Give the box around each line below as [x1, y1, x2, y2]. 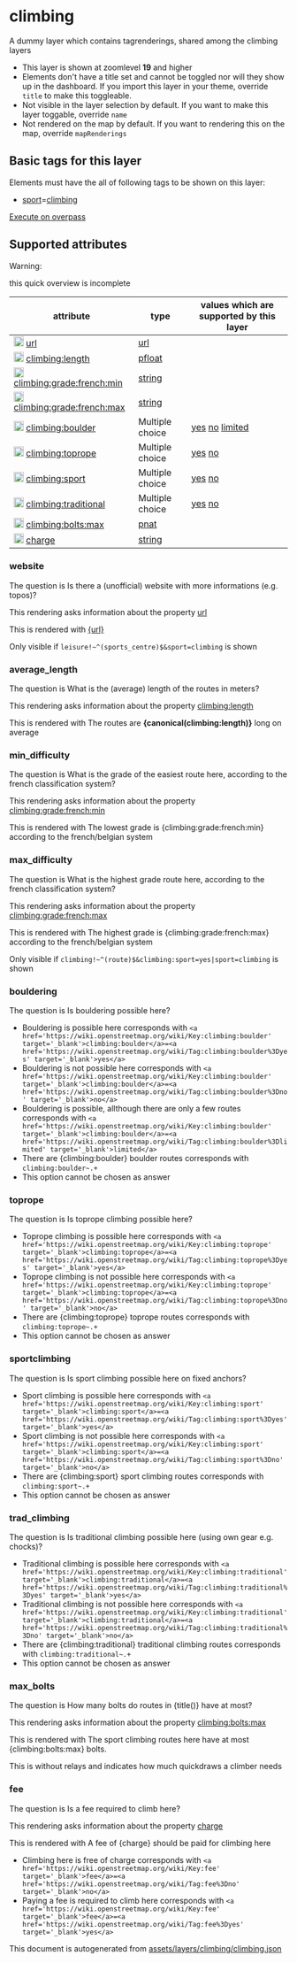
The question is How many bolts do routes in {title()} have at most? [9, 1700, 253, 1711]
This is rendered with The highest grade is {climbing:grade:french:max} [9, 927, 270, 937]
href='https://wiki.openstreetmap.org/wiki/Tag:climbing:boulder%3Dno [21, 1088, 288, 1097]
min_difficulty [9, 750, 71, 762]
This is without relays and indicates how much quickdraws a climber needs [9, 1761, 283, 1772]
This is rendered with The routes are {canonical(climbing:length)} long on [9, 718, 282, 728]
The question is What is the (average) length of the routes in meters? [9, 683, 260, 694]
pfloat [138, 351, 164, 364]
